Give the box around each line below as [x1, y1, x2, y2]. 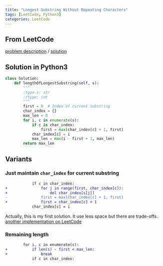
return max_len [23, 141, 55, 146]
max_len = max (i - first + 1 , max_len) [31, 136, 115, 141]
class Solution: [5, 76, 39, 81]
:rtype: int [23, 94, 48, 100]
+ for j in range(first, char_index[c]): [5, 186, 124, 191]
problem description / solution [5, 48, 67, 54]
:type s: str [23, 90, 50, 95]
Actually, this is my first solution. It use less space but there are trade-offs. [5, 213, 158, 220]
